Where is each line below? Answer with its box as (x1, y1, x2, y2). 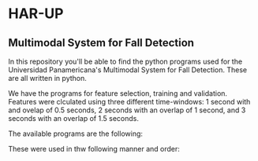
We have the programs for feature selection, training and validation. (8, 89, 227, 98)
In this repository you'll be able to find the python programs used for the (8, 57, 243, 66)
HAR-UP (8, 5, 64, 23)
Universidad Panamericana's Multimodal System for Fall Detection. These (8, 65, 247, 75)
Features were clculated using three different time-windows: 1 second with (8, 97, 251, 106)
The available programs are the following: (8, 129, 144, 138)
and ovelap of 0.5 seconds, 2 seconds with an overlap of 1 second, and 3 (8, 105, 246, 115)
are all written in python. (8, 74, 87, 82)
